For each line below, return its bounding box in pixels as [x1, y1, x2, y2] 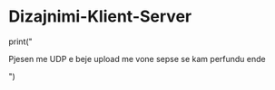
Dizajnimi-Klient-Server [8, 6, 192, 27]
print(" [8, 36, 33, 47]
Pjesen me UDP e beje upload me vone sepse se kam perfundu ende [8, 53, 266, 64]
